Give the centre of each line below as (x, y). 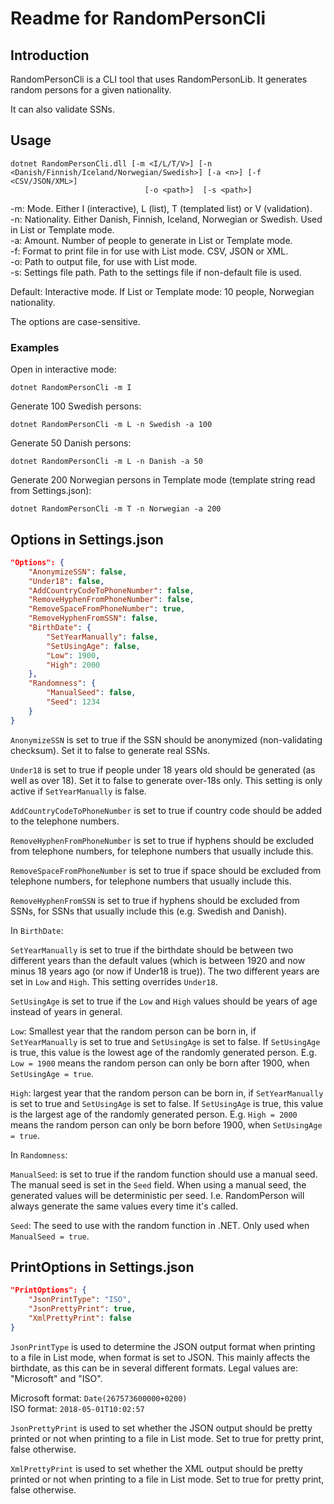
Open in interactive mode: (63, 369)
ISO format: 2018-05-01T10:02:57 (77, 1408)
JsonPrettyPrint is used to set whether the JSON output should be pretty (161, 1428)
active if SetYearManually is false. (78, 791)
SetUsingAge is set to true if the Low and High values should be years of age (164, 1001)
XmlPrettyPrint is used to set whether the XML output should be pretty (156, 1468)
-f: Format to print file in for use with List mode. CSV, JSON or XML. (149, 251)
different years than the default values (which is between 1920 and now (158, 960)
